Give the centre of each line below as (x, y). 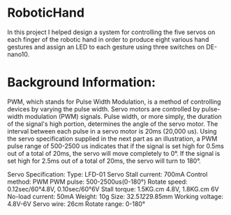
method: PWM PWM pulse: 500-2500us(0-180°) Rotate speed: (97, 182)
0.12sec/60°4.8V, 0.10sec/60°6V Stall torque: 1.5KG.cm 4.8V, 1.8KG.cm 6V (113, 189)
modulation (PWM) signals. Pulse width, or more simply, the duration (123, 116)
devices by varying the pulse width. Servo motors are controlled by (104, 109)
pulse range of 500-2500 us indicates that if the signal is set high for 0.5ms (116, 146)
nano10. (18, 54)
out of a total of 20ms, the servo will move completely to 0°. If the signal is (114, 153)
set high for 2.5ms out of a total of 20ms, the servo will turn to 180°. (104, 161)
